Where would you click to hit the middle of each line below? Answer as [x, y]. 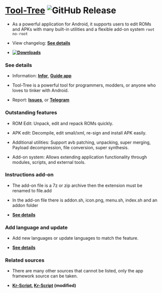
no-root [20, 34]
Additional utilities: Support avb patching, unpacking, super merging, [81, 142]
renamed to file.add [32, 190]
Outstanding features [31, 113]
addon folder [25, 205]
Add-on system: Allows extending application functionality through [80, 157]
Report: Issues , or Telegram [41, 100]
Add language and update [36, 227]
